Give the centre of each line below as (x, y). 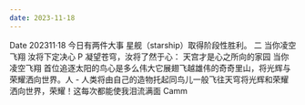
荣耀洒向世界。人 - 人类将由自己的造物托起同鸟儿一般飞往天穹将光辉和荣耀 (149, 79)
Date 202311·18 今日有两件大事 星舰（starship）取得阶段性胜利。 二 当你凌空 (153, 45)
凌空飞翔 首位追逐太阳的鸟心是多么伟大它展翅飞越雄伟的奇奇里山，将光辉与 (150, 68)
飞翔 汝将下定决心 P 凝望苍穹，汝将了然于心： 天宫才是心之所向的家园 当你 (149, 57)
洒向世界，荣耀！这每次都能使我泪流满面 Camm (99, 90)
